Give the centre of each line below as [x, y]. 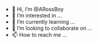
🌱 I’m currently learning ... [43, 22]
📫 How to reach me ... [39, 35]
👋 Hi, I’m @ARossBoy [38, 9]
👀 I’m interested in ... [37, 15]
